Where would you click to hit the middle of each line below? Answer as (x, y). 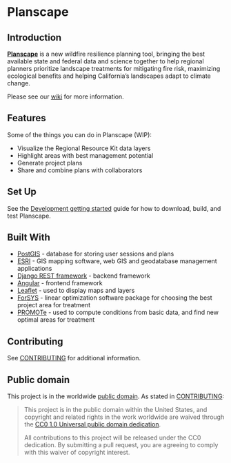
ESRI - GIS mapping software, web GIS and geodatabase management (117, 261)
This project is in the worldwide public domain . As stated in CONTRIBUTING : (116, 396)
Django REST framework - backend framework (83, 276)
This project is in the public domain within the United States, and (115, 410)
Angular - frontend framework (60, 283)
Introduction (34, 38)
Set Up (22, 192)
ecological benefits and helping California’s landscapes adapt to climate (109, 76)
